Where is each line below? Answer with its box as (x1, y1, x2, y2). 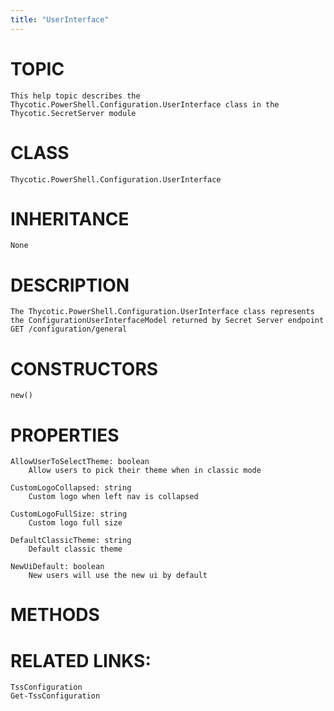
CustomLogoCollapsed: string (10, 483, 132, 493)
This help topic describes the (10, 91, 141, 101)
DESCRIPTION (10, 274, 130, 296)
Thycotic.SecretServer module (10, 108, 137, 118)
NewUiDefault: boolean (10, 562, 105, 572)
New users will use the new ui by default (28, 571, 208, 581)
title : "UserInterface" (10, 14, 110, 25)
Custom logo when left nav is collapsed (28, 492, 199, 502)
